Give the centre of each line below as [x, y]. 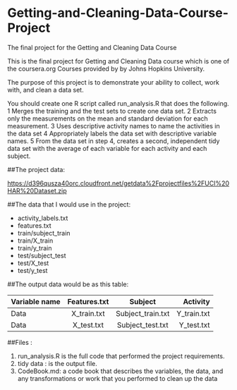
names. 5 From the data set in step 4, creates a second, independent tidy [114, 141]
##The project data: [36, 169]
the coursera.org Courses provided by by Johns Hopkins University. [106, 68]
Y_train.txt [193, 313]
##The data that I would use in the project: [69, 204]
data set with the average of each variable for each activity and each [107, 148]
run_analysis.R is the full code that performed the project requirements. [121, 356]
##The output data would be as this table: [68, 284]
